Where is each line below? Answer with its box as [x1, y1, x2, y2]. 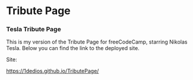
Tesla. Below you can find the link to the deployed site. [6, 45, 140, 52]
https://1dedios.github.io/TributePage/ [6, 68, 99, 75]
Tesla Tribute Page [6, 25, 61, 34]
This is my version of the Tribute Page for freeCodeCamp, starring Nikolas [6, 38, 188, 45]
